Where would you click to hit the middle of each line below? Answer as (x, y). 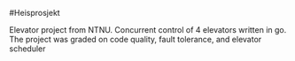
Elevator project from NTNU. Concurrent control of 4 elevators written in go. (148, 30)
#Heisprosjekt (35, 13)
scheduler (27, 49)
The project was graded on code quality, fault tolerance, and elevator (136, 39)
